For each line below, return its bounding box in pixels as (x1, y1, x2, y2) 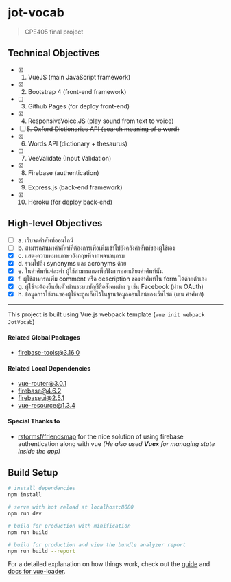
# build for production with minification (8, 522, 131, 529)
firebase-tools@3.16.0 (17, 349, 80, 357)
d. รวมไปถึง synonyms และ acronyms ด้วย (17, 259, 127, 267)
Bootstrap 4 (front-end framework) (27, 87, 127, 95)
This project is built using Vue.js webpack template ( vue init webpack (8, 310, 205, 318)
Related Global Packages (8, 333, 81, 341)
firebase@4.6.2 (17, 386, 62, 395)
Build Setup (8, 467, 58, 478)
